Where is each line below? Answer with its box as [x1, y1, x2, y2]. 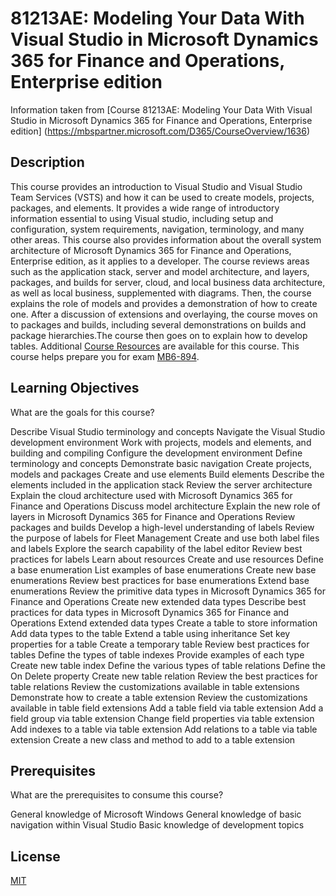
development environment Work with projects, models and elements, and [10, 436, 312, 448]
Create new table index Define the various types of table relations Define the [10, 659, 326, 671]
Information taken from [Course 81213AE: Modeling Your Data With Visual [10, 103, 313, 116]
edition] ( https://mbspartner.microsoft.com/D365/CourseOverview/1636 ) [10, 125, 310, 137]
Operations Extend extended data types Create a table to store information [10, 617, 318, 629]
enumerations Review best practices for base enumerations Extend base [10, 574, 310, 586]
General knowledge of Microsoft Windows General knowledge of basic [10, 808, 302, 821]
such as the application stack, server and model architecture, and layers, [10, 265, 310, 277]
